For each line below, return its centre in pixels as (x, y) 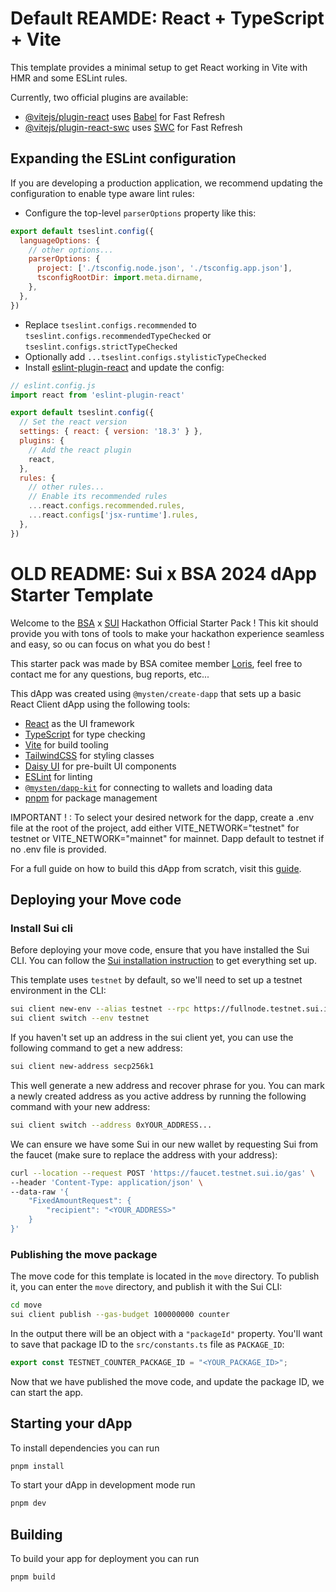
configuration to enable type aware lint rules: (102, 193)
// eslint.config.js (53, 385)
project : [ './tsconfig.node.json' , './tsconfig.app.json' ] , (164, 268)
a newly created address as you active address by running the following (158, 1096)
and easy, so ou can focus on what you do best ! (110, 644)
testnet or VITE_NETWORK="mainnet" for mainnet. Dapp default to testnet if (167, 838)
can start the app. (47, 1392)
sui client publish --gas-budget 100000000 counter (120, 1315)
